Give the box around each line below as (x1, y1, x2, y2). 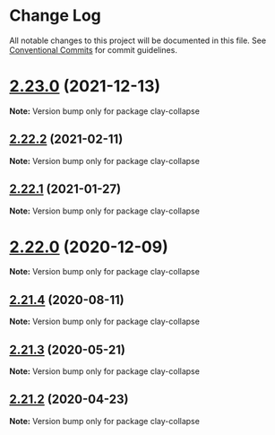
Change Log (9, 5, 101, 26)
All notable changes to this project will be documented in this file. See (9, 35, 267, 46)
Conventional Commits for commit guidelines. (9, 44, 177, 55)
